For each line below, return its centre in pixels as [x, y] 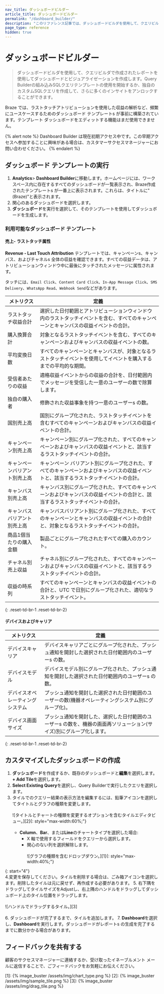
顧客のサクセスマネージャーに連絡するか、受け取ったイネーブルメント [75, 960]
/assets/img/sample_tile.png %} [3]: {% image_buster [59, 981]
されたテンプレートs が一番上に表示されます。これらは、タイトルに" [81, 190]
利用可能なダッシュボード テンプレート [51, 229]
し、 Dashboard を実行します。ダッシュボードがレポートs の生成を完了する [80, 924]
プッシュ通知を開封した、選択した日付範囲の [96, 717]
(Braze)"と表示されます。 [38, 196]
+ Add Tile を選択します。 [38, 779]
